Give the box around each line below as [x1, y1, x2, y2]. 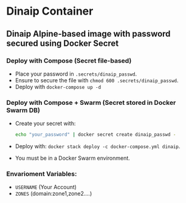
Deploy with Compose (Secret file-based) [6, 56, 132, 65]
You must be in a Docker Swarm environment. [15, 154, 131, 162]
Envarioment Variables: [6, 169, 77, 178]
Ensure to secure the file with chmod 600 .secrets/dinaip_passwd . [15, 76, 179, 84]
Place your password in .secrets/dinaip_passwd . [15, 70, 137, 77]
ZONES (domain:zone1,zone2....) [15, 190, 92, 198]
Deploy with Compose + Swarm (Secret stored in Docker [6, 98, 176, 107]
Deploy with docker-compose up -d [15, 83, 102, 90]
